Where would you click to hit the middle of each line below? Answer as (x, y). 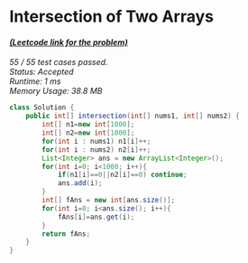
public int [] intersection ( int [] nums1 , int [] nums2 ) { (133, 116)
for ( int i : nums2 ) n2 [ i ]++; (96, 150)
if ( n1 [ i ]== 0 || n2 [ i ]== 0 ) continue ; (122, 175)
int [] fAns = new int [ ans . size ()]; (109, 201)
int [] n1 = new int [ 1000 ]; (88, 125)
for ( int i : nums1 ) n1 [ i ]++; (96, 141)
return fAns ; (66, 234)
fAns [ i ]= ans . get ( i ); (96, 217)
